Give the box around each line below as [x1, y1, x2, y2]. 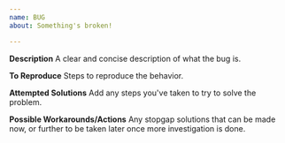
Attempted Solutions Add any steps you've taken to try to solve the [9, 87, 257, 98]
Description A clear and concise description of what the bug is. [9, 53, 242, 64]
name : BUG [9, 12, 46, 22]
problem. [9, 96, 42, 107]
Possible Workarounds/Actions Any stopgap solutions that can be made [9, 114, 276, 124]
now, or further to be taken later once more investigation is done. [9, 123, 246, 133]
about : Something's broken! [9, 21, 113, 30]
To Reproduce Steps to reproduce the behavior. [9, 70, 184, 80]
